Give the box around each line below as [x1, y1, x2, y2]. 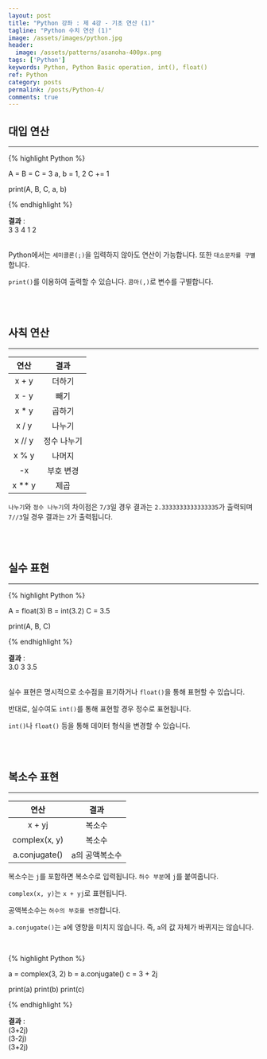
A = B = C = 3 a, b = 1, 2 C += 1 [8, 169, 110, 179]
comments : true [8, 93, 59, 101]
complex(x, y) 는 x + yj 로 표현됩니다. [8, 888, 127, 897]
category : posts [8, 78, 62, 86]
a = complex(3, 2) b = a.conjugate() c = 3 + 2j [8, 968, 158, 979]
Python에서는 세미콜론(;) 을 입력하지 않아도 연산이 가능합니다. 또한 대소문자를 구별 [8, 250, 256, 259]
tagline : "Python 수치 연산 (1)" [8, 26, 113, 34]
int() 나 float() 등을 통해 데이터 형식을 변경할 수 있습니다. [8, 721, 191, 730]
